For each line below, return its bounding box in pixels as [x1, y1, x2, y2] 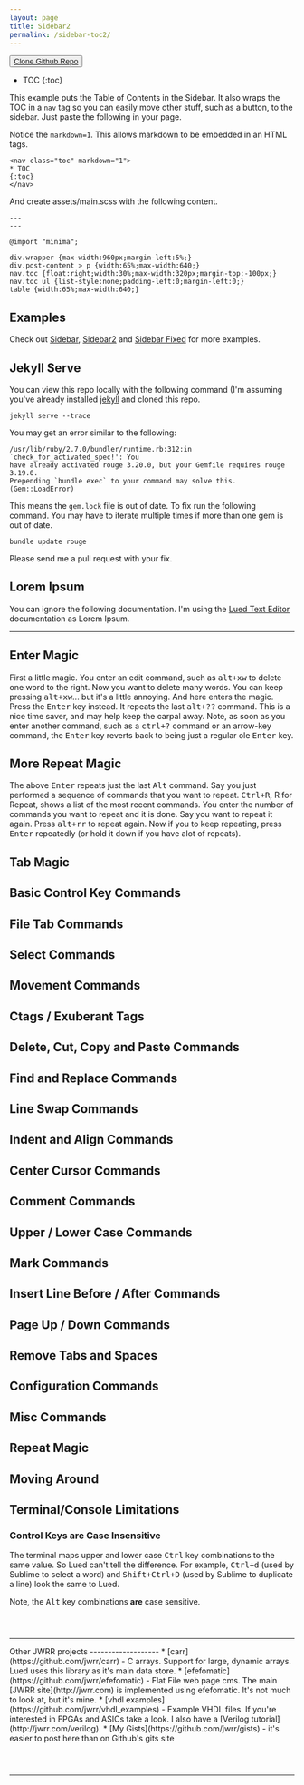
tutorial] [251, 1713, 280, 1724]
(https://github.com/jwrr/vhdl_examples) [9, 1704, 160, 1715]
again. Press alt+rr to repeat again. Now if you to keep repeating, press [9, 818, 282, 830]
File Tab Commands [9, 916, 124, 932]
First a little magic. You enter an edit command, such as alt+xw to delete [9, 672, 282, 683]
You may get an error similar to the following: [9, 427, 176, 438]
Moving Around [9, 1471, 100, 1487]
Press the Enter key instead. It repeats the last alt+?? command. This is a [9, 700, 291, 712]
